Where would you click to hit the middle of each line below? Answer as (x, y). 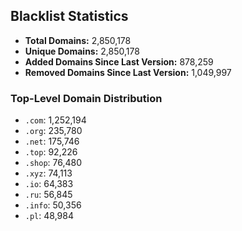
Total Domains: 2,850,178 (78, 40)
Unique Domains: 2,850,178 (82, 51)
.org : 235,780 (53, 131)
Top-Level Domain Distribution (86, 98)
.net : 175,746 (52, 141)
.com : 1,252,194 (55, 120)
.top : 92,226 (51, 152)
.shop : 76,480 (53, 163)
